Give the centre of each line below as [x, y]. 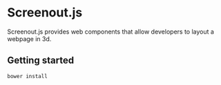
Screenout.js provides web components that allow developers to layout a [110, 32]
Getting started [41, 61]
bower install [28, 76]
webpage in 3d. [29, 38]
